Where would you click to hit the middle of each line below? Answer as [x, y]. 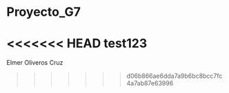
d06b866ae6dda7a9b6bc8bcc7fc [175, 76]
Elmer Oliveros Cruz [35, 63]
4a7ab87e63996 [150, 83]
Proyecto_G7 [43, 12]
